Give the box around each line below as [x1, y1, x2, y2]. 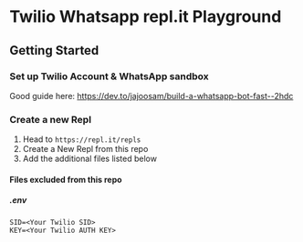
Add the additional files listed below [22, 153, 158, 165]
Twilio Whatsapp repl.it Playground [9, 6, 282, 27]
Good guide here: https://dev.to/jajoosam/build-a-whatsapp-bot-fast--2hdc [9, 90, 294, 101]
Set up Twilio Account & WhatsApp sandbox [9, 70, 209, 83]
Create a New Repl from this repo [22, 144, 149, 155]
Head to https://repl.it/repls [22, 134, 141, 145]
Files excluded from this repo [9, 174, 122, 185]
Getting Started [9, 43, 99, 58]
